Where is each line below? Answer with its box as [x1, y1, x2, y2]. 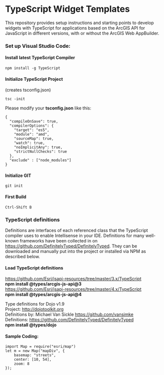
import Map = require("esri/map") [5, 344, 76, 349]
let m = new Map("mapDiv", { [5, 348, 65, 353]
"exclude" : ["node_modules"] [9, 158, 71, 163]
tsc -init [5, 97, 26, 102]
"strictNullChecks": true [14, 149, 67, 154]
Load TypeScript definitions [5, 265, 64, 271]
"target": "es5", [14, 128, 50, 133]
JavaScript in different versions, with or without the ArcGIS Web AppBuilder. [5, 30, 159, 36]
